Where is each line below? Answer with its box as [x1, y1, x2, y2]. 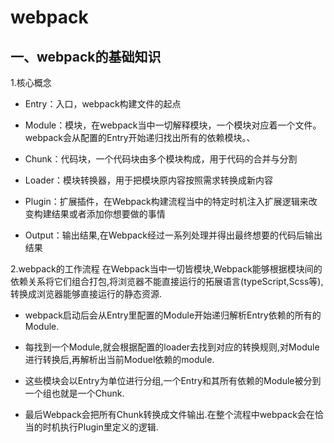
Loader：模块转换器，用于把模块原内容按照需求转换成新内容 [24, 174, 274, 186]
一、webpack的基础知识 [10, 48, 162, 65]
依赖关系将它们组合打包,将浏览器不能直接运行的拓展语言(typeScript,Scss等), [10, 276, 324, 287]
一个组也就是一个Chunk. [24, 387, 125, 399]
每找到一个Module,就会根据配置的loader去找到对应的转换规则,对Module [24, 341, 320, 353]
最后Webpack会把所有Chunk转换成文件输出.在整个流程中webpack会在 [24, 409, 315, 420]
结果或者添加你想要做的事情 [51, 208, 166, 220]
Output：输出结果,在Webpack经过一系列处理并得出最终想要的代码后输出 [24, 229, 323, 241]
